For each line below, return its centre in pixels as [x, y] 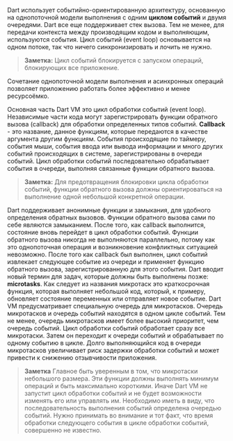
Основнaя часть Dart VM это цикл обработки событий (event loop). [107, 109]
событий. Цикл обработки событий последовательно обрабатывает [109, 161]
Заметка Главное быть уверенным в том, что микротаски [111, 371]
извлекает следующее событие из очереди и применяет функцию [106, 262]
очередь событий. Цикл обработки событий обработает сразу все [106, 328]
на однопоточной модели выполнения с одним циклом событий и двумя [117, 17]
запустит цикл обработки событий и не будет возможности [113, 393]
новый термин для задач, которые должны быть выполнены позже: [108, 276]
